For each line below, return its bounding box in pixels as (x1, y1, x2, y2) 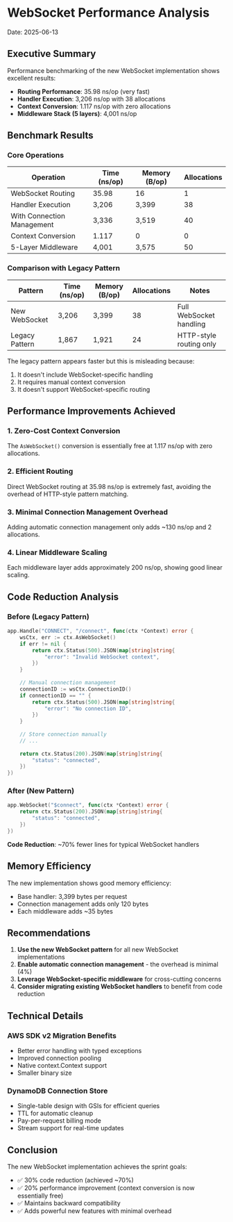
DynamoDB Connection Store (7, 1086, 108, 1096)
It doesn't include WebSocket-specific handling (17, 370, 153, 379)
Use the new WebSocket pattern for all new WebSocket (17, 946, 179, 954)
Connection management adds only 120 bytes (17, 900, 149, 908)
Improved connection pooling (17, 1054, 102, 1062)
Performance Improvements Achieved (7, 405, 175, 418)
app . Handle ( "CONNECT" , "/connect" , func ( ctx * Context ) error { (7, 627, 194, 634)
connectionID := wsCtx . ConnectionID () (19, 686, 132, 693)
